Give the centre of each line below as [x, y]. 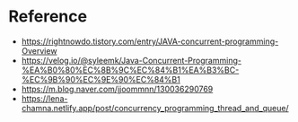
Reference [48, 17]
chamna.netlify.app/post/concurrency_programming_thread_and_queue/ [155, 108]
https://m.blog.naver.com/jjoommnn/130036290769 [117, 89]
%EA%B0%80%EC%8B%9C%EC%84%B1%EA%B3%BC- [130, 70]
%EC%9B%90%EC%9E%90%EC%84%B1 [101, 79]
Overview [39, 50]
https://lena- [44, 98]
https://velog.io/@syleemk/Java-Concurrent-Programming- [131, 60]
